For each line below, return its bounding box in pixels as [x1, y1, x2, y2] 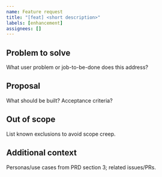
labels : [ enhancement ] [6, 20, 63, 26]
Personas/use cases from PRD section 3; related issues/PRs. [6, 163, 157, 171]
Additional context [6, 148, 77, 158]
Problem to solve [6, 47, 71, 58]
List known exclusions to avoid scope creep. [6, 130, 116, 137]
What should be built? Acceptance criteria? [6, 97, 113, 104]
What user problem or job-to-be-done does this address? [6, 64, 149, 71]
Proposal [6, 81, 41, 91]
